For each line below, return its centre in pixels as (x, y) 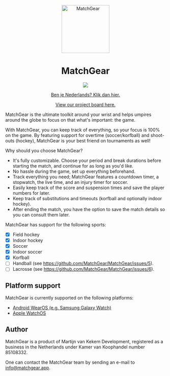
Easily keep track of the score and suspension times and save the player (88, 187)
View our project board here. (86, 104)
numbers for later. (31, 193)
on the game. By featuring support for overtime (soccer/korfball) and (77, 135)
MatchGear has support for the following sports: (56, 224)
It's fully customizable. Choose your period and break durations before (87, 160)
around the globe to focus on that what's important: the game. (70, 120)
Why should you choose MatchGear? (44, 150)
